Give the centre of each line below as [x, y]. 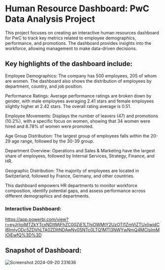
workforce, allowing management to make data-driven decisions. [71, 48]
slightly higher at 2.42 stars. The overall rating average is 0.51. [68, 106]
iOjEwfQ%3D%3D [23, 235]
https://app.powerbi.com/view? [37, 219]
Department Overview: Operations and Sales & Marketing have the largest [80, 150]
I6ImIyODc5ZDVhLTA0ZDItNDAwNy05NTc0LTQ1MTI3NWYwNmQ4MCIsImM [82, 230]
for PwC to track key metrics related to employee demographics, [71, 38]
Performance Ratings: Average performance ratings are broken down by [78, 96]
